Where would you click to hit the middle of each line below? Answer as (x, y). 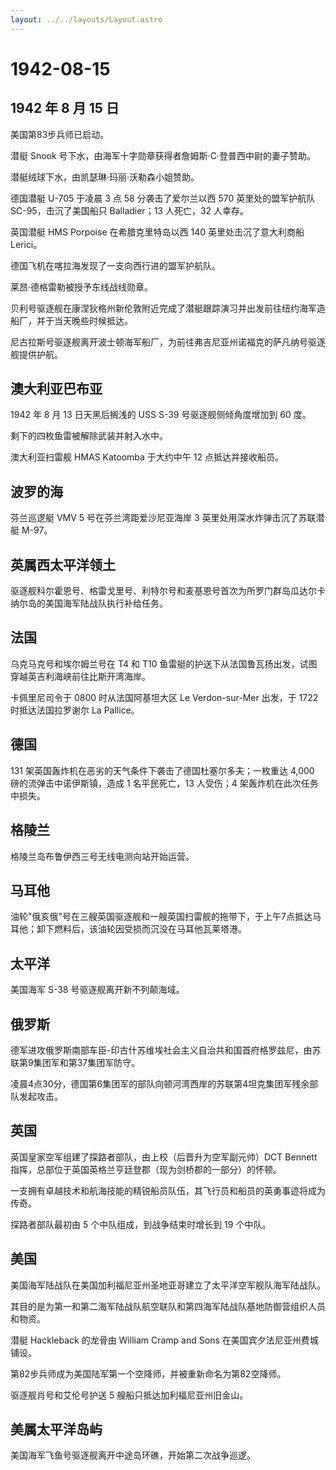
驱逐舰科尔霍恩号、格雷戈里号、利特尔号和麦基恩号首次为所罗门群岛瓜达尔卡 (168, 591)
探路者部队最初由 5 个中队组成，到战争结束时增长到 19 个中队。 (141, 1224)
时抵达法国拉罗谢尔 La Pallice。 (75, 710)
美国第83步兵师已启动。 (60, 134)
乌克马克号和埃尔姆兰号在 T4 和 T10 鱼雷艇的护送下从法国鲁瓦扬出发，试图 (164, 663)
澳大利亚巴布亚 (56, 389)
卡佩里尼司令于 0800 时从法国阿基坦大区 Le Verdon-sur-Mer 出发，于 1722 (164, 697)
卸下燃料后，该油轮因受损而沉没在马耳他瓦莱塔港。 (141, 929)
